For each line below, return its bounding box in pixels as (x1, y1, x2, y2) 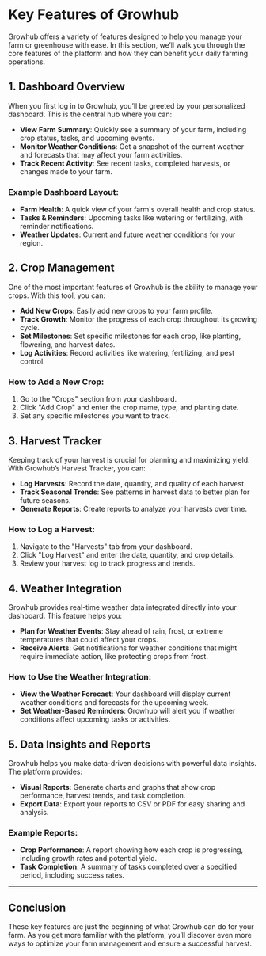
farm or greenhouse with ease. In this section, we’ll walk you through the (8, 40, 245, 49)
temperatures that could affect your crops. (19, 635, 158, 645)
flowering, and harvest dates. (19, 339, 116, 349)
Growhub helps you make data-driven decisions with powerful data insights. (8, 759, 257, 768)
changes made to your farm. (19, 166, 112, 176)
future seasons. (19, 495, 71, 505)
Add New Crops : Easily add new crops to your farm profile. (19, 306, 213, 315)
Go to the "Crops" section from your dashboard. (19, 394, 177, 404)
